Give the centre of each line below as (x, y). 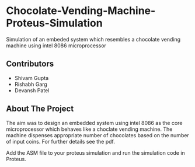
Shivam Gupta (32, 78)
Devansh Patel (32, 90)
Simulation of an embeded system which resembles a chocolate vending (93, 39)
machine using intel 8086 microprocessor (56, 46)
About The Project (40, 109)
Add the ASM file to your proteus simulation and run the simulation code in (95, 152)
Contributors (30, 64)
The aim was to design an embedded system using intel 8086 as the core (94, 123)
